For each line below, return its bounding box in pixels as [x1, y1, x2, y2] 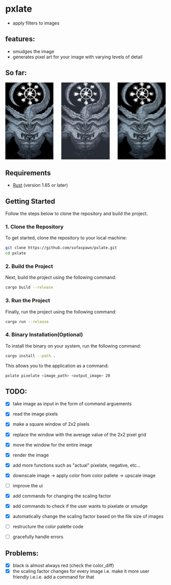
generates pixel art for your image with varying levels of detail [12, 54, 142, 60]
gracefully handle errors [12, 534, 64, 540]
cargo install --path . [5, 353, 56, 358]
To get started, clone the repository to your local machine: [5, 235, 127, 241]
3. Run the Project [5, 297, 50, 304]
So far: [5, 68, 27, 77]
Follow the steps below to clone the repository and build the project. [5, 210, 148, 217]
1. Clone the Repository [5, 223, 64, 230]
